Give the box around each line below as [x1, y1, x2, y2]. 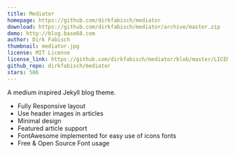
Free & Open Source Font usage [17, 139, 110, 147]
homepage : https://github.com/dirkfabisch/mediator [7, 17, 161, 24]
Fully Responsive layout [17, 101, 86, 110]
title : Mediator [7, 10, 55, 17]
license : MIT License [7, 50, 71, 57]
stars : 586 [7, 69, 39, 76]
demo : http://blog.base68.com [7, 29, 96, 37]
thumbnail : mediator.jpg [7, 43, 80, 50]
